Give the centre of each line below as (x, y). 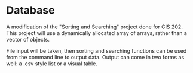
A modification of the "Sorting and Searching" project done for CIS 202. (95, 27)
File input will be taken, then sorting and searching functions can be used (96, 50)
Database (30, 10)
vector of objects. (28, 39)
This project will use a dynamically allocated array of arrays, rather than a (96, 33)
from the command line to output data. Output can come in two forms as (95, 57)
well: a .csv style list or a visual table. (52, 64)
